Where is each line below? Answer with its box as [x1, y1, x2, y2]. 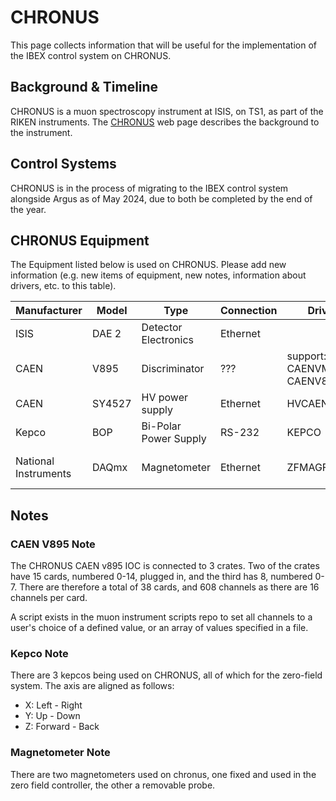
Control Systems [10, 156, 117, 173]
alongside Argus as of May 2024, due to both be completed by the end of [10, 192, 313, 205]
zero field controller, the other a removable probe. [10, 779, 216, 791]
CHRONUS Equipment [10, 232, 150, 249]
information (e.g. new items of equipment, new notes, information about [10, 269, 307, 281]
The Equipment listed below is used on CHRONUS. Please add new [10, 259, 287, 271]
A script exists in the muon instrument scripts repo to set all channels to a [10, 611, 313, 623]
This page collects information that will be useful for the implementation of [10, 39, 317, 51]
